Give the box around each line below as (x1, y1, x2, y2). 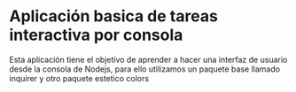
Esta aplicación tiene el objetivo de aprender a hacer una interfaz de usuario (9, 54, 288, 65)
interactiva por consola (9, 25, 183, 45)
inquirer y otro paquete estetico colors (9, 73, 149, 83)
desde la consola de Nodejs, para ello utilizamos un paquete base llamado (9, 64, 281, 74)
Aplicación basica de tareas (9, 6, 219, 27)
